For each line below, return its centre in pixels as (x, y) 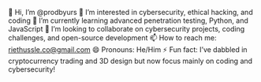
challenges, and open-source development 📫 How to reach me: (112, 38)
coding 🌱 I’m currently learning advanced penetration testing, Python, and (128, 20)
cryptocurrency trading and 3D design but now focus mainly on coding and (130, 61)
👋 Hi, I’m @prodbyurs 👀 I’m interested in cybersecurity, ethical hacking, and (131, 12)
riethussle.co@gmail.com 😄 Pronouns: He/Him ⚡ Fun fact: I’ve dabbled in (128, 50)
